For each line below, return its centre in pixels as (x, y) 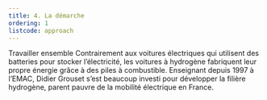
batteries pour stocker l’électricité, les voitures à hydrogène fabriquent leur (133, 62)
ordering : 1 (28, 23)
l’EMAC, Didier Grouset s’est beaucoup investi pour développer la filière (127, 79)
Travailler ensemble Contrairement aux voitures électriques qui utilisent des (134, 54)
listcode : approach (41, 30)
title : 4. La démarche (46, 16)
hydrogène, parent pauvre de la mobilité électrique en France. (111, 87)
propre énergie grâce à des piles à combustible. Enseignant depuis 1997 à (131, 70)
